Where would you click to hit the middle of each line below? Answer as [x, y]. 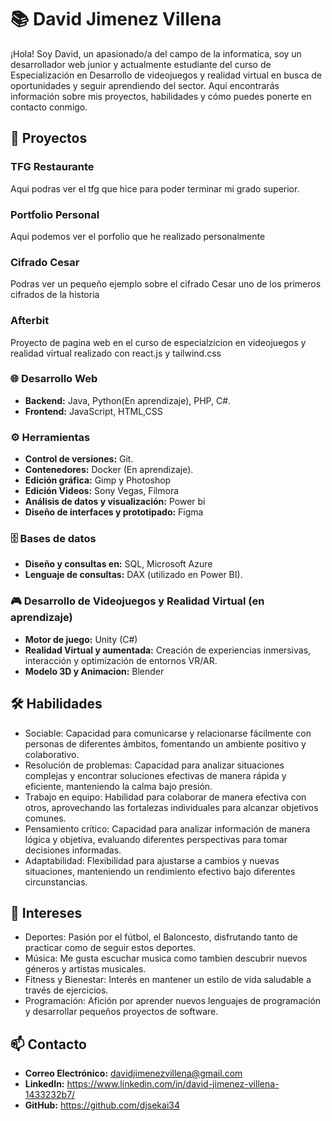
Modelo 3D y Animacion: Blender [94, 671]
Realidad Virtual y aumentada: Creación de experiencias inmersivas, [168, 650]
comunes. [45, 818]
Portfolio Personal [55, 214]
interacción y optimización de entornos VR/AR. [121, 660]
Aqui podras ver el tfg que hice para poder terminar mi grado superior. [155, 188]
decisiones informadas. [73, 850]
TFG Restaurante [52, 167]
